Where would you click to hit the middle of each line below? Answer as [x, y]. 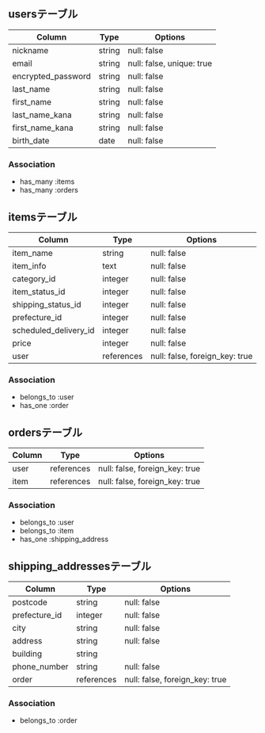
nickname [30, 50]
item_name [32, 253]
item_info [29, 265]
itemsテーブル [43, 217]
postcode [30, 602]
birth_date [31, 140]
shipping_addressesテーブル [80, 566]
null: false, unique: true [170, 63]
